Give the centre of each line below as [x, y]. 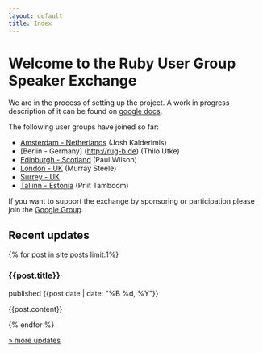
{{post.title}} [34, 275]
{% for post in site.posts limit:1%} [64, 254]
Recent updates [49, 235]
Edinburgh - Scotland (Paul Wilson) [78, 160]
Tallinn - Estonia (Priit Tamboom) [74, 186]
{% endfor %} [31, 325]
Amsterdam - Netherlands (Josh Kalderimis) [93, 143]
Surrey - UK [40, 177]
